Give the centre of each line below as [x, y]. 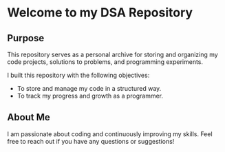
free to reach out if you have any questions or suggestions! [91, 141]
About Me [29, 117]
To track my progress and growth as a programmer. [90, 96]
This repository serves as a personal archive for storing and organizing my [112, 54]
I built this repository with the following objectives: [78, 75]
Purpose [26, 38]
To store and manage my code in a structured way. [89, 88]
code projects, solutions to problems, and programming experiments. [105, 62]
